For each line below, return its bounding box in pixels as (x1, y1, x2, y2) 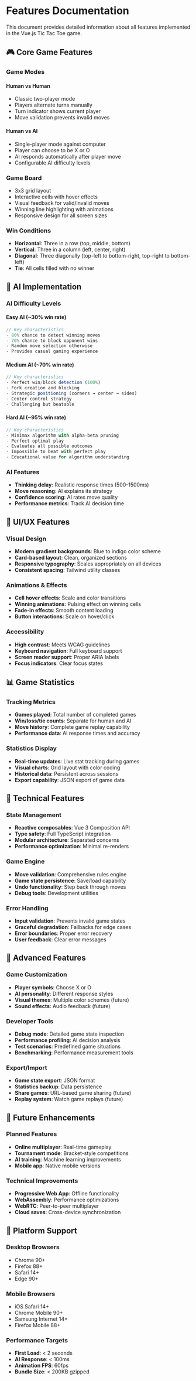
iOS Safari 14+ (14, 1303, 50, 1310)
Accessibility (6, 628, 44, 636)
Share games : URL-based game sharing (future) (14, 1089, 132, 1096)
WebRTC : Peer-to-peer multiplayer (14, 1202, 99, 1209)
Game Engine (6, 858, 45, 866)
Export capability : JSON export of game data (14, 776, 125, 783)
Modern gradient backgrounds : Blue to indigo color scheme (14, 548, 161, 555)
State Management (6, 811, 62, 819)
